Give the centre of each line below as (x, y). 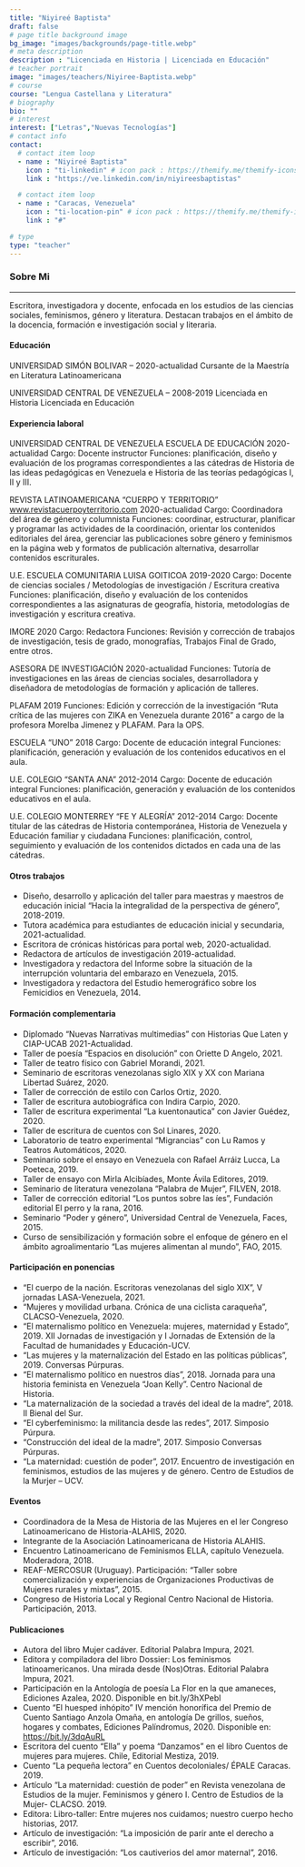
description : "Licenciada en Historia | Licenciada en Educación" (140, 60)
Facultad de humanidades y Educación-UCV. (106, 1345)
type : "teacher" (40, 245)
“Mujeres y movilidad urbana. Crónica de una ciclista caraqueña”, (145, 1307)
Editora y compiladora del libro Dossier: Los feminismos (127, 1660)
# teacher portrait (46, 69)
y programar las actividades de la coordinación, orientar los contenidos (143, 529)
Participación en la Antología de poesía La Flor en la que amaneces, (149, 1689)
